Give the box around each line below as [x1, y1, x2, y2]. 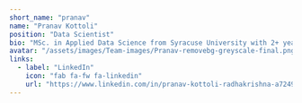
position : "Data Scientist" [9, 30, 115, 39]
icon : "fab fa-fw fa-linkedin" [25, 72, 143, 81]
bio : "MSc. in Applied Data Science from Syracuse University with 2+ [9, 38, 280, 47]
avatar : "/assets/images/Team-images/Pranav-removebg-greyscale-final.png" [9, 47, 299, 56]
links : [9, 55, 34, 64]
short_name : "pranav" [9, 13, 91, 22]
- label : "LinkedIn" [17, 64, 94, 73]
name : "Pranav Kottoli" [9, 21, 99, 30]
